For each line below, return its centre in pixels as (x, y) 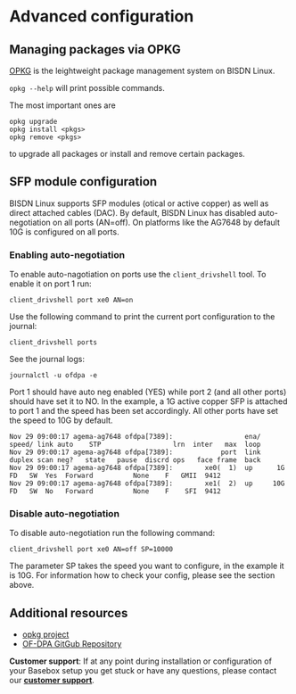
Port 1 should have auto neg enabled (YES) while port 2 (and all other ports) (148, 392)
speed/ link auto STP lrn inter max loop (135, 445)
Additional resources (69, 613)
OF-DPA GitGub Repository (72, 644)
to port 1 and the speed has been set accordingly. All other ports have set (144, 411)
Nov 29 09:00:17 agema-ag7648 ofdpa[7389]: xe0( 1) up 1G (147, 468)
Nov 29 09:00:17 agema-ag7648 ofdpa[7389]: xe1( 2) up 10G (147, 483)
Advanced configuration (102, 17)
